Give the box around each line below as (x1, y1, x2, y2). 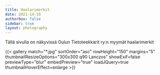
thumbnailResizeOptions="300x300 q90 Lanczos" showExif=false (5, 54, 141, 60)
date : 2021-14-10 (5, 12, 41, 17)
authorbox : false (5, 16, 41, 21)
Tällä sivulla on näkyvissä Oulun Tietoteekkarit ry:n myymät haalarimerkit (5, 39, 154, 45)
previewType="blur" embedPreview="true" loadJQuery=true (5, 59, 129, 65)
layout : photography (5, 26, 48, 31)
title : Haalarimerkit (5, 7, 50, 12)
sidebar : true (5, 21, 35, 26)
